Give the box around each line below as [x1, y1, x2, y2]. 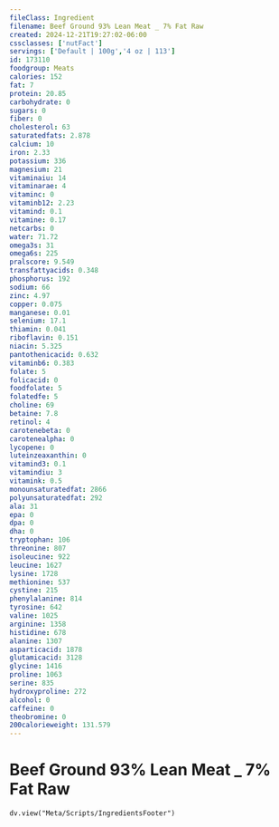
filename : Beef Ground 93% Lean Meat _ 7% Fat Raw [9, 22, 204, 31]
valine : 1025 [9, 611, 59, 620]
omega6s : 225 [9, 249, 59, 258]
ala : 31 [9, 502, 39, 511]
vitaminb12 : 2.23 [9, 198, 75, 208]
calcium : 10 [9, 139, 54, 149]
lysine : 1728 [9, 569, 59, 578]
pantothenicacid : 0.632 [9, 350, 99, 359]
